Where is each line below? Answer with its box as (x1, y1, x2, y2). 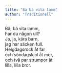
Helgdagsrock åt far (5, 46, 45, 52)
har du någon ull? (5, 31, 40, 36)
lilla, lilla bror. (5, 62, 32, 68)
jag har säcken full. (5, 41, 43, 47)
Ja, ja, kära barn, (5, 36, 39, 42)
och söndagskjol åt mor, (5, 51, 54, 57)
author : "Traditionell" (5, 12, 54, 17)
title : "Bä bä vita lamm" (5, 7, 58, 12)
